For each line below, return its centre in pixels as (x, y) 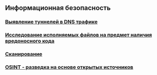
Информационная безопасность (58, 8)
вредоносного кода (30, 41)
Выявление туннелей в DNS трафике (52, 22)
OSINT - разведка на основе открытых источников (69, 67)
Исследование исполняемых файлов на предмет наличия (78, 35)
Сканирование (24, 54)
